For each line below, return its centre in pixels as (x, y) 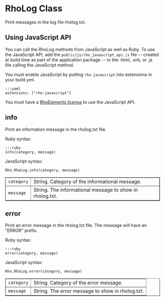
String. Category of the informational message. (87, 181)
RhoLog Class (34, 9)
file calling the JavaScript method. (40, 65)
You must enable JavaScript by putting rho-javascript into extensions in (79, 75)
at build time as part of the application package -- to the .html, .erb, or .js (79, 60)
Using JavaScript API (38, 38)
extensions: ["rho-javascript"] (38, 93)
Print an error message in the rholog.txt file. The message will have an (76, 226)
